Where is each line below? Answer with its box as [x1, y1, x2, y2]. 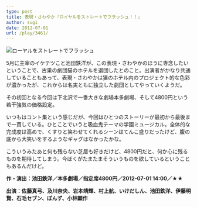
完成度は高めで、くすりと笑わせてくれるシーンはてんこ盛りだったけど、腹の [6, 128, 191, 135]
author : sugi [6, 19, 38, 25]
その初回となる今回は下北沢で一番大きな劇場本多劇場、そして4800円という [6, 94, 189, 101]
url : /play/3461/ [6, 30, 49, 36]
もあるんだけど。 [6, 163, 47, 170]
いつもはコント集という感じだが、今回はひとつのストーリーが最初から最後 [6, 113, 186, 120]
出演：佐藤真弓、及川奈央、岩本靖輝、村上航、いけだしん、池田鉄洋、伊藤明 [6, 188, 191, 195]
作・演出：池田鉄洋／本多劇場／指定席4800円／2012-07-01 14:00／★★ [6, 175, 184, 182]
